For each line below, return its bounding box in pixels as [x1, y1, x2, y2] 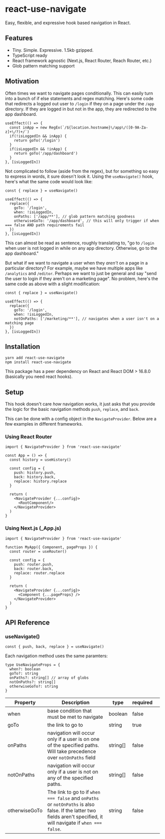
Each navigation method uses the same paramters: [5, 653, 108, 659]
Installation [5, 342, 40, 351]
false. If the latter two [47, 807, 96, 814]
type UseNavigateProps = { [5, 663, 60, 668]
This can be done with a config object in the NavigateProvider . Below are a [5, 416, 157, 422]
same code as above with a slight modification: [5, 281, 100, 287]
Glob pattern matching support [12, 63, 75, 68]
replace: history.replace [14, 479, 67, 484]
